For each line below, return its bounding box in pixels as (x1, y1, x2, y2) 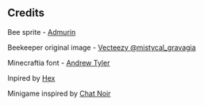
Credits (7, 6, 45, 20)
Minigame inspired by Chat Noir (7, 89, 111, 98)
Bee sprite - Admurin (7, 27, 76, 36)
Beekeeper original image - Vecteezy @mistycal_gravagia (7, 43, 196, 52)
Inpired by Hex (7, 73, 56, 82)
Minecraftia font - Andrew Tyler (7, 58, 110, 67)
